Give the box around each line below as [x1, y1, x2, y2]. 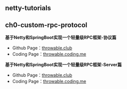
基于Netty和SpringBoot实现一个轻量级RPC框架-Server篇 [5, 62, 122, 68]
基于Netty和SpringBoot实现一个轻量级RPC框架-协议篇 [5, 35, 117, 41]
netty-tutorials [5, 4, 51, 12]
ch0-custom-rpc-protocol [5, 21, 87, 29]
